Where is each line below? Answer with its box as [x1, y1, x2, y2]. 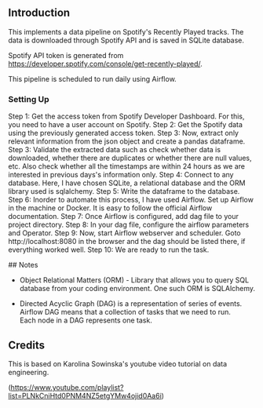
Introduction [8, 6, 71, 20]
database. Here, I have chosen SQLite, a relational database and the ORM [8, 178, 246, 188]
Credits [8, 338, 46, 352]
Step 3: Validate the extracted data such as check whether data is [8, 145, 221, 155]
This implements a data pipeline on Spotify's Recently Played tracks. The [8, 27, 244, 36]
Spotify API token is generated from [8, 50, 124, 60]
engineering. [8, 367, 49, 377]
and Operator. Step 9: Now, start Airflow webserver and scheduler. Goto [8, 228, 241, 238]
